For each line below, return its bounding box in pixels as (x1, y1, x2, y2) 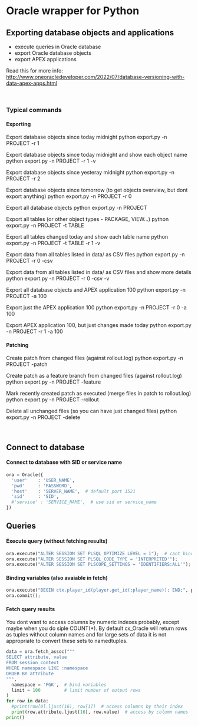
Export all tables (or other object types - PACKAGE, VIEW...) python (6, 216, 169, 223)
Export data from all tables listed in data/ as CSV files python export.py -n (6, 251, 185, 258)
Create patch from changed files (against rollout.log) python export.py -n (6, 355, 184, 362)
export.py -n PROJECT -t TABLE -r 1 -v (6, 240, 101, 247)
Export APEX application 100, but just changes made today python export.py (6, 322, 192, 329)
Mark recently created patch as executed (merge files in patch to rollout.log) (6, 390, 192, 397)
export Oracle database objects (14, 49, 91, 57)
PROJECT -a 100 (6, 293, 47, 300)
